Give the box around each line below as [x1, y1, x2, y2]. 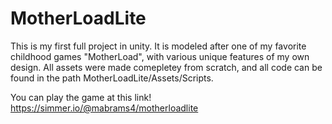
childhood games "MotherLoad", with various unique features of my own [10, 50, 310, 62]
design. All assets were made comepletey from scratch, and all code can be [10, 61, 323, 73]
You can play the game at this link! [10, 91, 152, 103]
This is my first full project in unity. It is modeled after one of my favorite [10, 40, 307, 52]
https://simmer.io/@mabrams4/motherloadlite [10, 102, 199, 114]
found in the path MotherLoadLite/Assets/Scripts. [10, 72, 214, 84]
